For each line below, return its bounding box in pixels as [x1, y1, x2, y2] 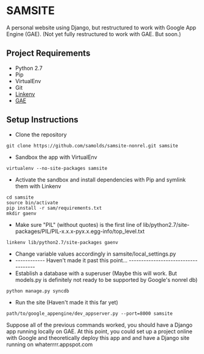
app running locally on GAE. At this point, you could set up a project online [6, 328, 193, 335]
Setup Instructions [6, 114, 79, 125]
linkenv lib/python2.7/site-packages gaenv [6, 239, 119, 245]
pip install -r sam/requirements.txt [6, 205, 102, 211]
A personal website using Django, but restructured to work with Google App [6, 24, 197, 31]
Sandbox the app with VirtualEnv [15, 153, 97, 161]
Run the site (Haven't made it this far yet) [15, 298, 119, 306]
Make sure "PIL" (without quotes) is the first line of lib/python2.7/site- [15, 221, 190, 228]
